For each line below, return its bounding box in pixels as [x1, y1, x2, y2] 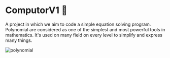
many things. [5, 37, 32, 43]
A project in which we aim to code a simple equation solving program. [5, 21, 151, 27]
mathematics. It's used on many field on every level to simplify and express [5, 32, 162, 38]
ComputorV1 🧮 [5, 5, 67, 16]
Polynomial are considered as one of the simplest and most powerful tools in [5, 26, 165, 32]
